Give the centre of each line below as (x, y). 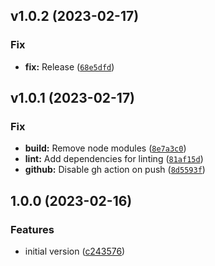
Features (32, 229)
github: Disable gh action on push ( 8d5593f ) (115, 170)
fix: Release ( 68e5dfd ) (69, 66)
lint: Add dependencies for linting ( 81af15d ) (114, 159)
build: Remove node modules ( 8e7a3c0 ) (105, 148)
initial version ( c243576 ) (75, 251)
